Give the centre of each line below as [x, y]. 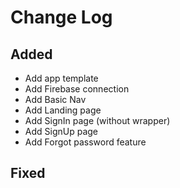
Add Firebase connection [77, 89]
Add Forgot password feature [85, 142]
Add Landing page [63, 110]
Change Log [61, 17]
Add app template [61, 78]
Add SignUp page [61, 131]
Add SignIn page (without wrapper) [97, 120]
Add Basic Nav [55, 99]
